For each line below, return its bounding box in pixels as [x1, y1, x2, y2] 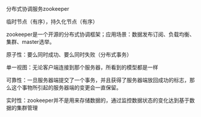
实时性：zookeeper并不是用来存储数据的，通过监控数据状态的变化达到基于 [6, 97, 190, 104]
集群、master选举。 [6, 38, 55, 45]
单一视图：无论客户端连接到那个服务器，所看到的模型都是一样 [6, 64, 159, 71]
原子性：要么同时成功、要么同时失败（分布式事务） [6, 51, 132, 58]
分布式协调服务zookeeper [6, 5, 70, 12]
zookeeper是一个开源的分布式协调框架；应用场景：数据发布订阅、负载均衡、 [6, 31, 196, 38]
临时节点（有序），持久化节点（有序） [6, 18, 98, 25]
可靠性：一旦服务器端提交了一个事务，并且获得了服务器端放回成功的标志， [6, 77, 190, 83]
